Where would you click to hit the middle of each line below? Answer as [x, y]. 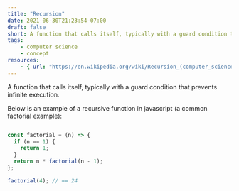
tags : [15, 40]
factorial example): [35, 116]
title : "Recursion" [36, 14]
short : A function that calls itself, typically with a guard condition [117, 34]
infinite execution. [33, 94]
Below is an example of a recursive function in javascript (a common [107, 108]
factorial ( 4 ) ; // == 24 [43, 181]
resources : [23, 60]
